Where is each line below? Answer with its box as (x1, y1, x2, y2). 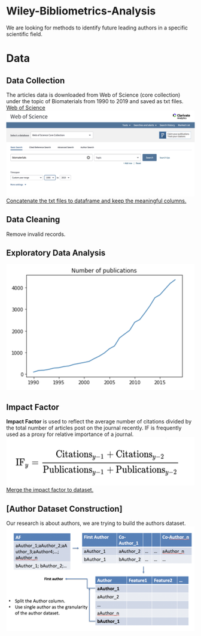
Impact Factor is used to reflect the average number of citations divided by (6, 418, 192, 425)
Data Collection (6, 75, 65, 85)
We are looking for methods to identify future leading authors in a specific (6, 24, 188, 31)
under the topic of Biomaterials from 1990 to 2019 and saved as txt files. (6, 97, 184, 104)
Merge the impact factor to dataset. (6, 486, 94, 494)
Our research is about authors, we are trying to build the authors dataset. (6, 519, 186, 527)
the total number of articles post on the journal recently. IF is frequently (6, 425, 182, 432)
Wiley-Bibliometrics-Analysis (6, 4, 156, 18)
